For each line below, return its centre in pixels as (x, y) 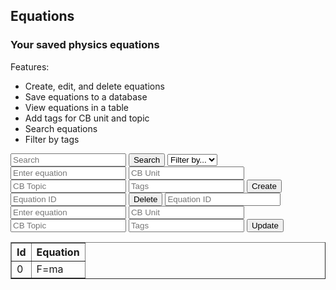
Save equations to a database (86, 96)
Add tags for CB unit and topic (87, 118)
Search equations (61, 128)
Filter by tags (52, 139)
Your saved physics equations (85, 45)
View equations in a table (77, 107)
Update (265, 225)
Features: (30, 66)
